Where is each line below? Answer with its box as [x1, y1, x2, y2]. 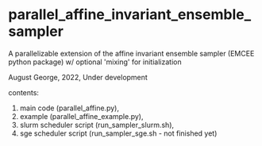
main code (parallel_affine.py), [19, 103, 119, 113]
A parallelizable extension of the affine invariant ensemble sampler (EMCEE [8, 48, 255, 58]
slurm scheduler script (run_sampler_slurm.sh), [19, 120, 175, 129]
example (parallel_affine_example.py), [19, 111, 144, 121]
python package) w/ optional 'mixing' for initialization [8, 57, 182, 67]
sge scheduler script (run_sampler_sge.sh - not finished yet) [19, 129, 218, 138]
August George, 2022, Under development [8, 72, 148, 82]
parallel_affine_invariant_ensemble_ [8, 6, 252, 24]
